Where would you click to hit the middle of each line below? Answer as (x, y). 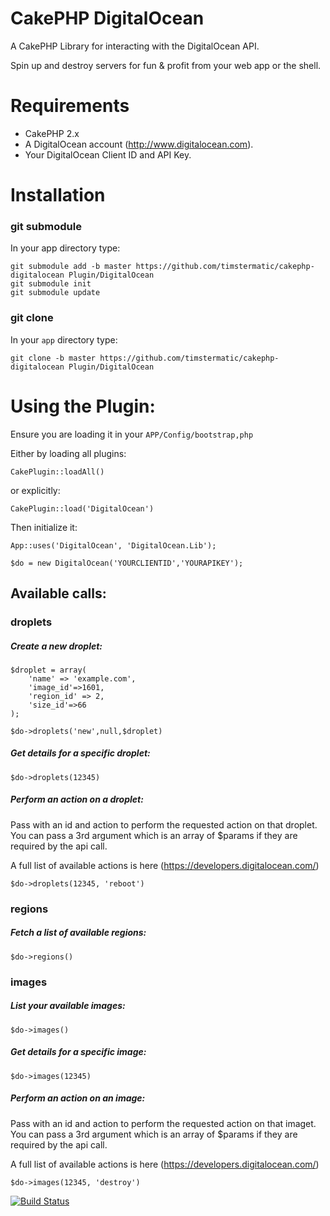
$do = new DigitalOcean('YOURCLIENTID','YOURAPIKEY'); (127, 563)
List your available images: (68, 1006)
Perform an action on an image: (78, 1098)
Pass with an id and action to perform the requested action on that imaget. (163, 1123)
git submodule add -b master (71, 267)
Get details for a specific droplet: (80, 753)
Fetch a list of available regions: (78, 933)
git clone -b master (53, 358)
